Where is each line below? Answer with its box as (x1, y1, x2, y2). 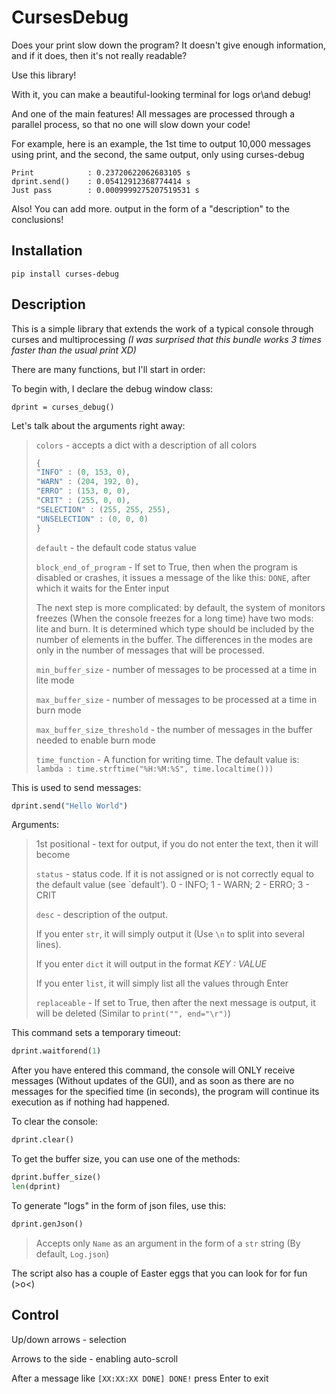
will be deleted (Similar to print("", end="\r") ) (35, 1007, 231, 1020)
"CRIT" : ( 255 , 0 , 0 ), (35, 496, 131, 506)
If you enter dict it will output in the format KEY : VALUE (35, 958, 268, 970)
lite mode (35, 674, 75, 686)
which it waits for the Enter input (35, 582, 170, 594)
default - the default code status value (35, 541, 197, 553)
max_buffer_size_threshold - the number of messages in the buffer (35, 723, 313, 735)
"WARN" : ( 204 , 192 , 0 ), (35, 477, 140, 487)
